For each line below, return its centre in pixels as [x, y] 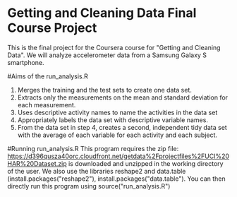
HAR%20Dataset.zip [37, 163]
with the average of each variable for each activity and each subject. [117, 135]
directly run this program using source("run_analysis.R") [89, 186]
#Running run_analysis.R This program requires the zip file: [93, 148]
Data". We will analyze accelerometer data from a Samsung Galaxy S [107, 55]
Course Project [52, 28]
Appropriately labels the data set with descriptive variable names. [113, 120]
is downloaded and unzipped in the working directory [146, 163]
